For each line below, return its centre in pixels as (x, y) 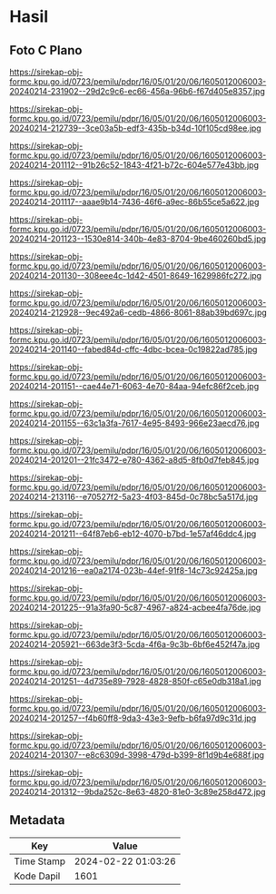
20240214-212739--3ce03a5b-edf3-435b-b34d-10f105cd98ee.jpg (135, 128)
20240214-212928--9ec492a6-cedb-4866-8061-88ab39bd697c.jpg (138, 312)
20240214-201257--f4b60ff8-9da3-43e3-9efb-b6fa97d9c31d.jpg (133, 718)
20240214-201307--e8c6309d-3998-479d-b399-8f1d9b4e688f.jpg (137, 755)
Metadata (37, 820)
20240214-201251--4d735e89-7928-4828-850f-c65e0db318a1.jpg (135, 681)
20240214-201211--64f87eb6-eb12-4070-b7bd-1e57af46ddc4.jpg (133, 534)
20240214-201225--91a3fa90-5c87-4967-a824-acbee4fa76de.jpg (135, 607)
